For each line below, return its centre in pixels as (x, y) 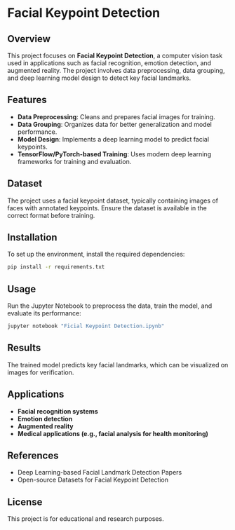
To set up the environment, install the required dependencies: (96, 254)
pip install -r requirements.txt (56, 267)
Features (27, 100)
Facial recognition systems (58, 411)
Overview (29, 39)
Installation (32, 237)
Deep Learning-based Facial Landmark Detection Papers (100, 473)
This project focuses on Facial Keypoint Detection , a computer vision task (115, 55)
